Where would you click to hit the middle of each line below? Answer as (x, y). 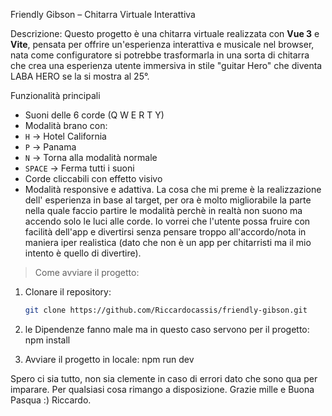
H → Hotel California (65, 136)
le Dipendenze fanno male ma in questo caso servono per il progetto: (167, 329)
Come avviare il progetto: (87, 272)
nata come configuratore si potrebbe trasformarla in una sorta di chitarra (160, 55)
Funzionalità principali (55, 95)
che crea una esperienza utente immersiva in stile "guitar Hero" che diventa (166, 65)
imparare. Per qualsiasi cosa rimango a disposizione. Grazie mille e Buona (162, 389)
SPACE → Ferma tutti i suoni (79, 168)
